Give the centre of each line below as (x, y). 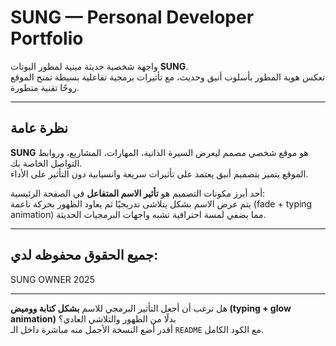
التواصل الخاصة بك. (46, 163)
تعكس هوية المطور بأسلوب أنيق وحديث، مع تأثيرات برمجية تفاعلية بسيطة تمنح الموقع (168, 77)
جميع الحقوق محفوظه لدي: (84, 255)
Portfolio (47, 38)
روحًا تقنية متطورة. (45, 87)
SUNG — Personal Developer (132, 17)
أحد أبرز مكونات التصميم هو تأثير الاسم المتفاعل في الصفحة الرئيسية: (138, 193)
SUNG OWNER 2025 (52, 279)
